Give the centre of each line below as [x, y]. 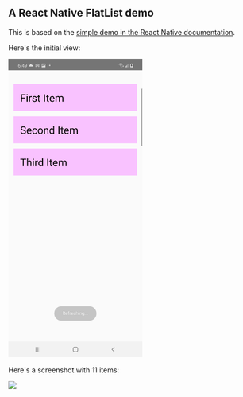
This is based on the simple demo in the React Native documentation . [122, 32]
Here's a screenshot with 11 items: [64, 370]
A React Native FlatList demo [81, 13]
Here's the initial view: [44, 48]
